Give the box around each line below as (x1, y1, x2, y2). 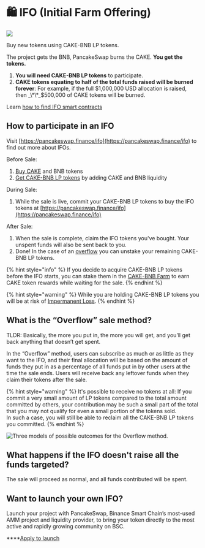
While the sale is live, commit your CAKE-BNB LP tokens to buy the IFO (15, 197, 195, 205)
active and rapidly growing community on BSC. (6, 523, 125, 530)
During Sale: (6, 186, 38, 193)
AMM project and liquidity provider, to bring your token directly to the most (6, 516, 195, 523)
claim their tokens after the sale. (6, 376, 88, 383)
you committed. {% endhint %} (6, 420, 84, 427)
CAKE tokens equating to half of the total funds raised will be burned (15, 78, 193, 85)
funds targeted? (6, 459, 69, 470)
